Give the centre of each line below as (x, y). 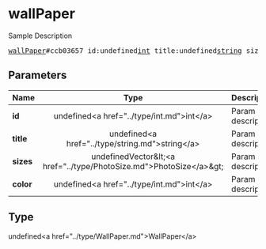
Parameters (38, 75)
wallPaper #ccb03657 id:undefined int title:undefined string (125, 51)
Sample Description (40, 36)
